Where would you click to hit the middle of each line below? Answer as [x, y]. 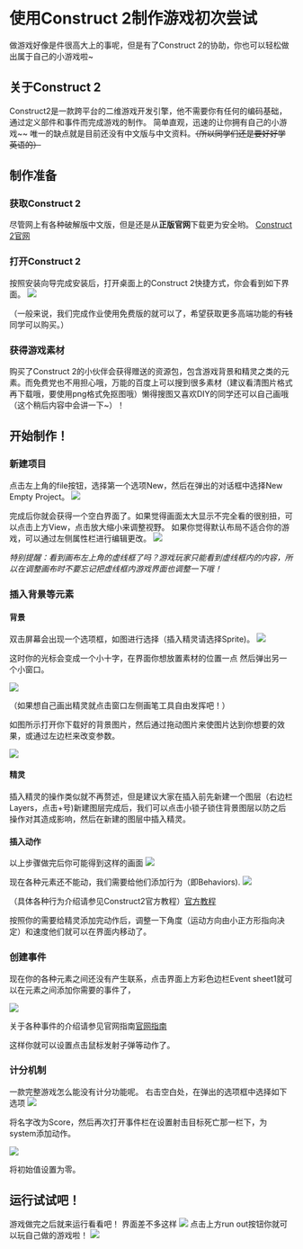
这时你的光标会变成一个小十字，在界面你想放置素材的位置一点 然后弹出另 [144, 658]
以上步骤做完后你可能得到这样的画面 [76, 863]
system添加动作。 [43, 1133]
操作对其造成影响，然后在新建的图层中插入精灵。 [100, 819]
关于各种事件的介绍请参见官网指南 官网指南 [88, 1026]
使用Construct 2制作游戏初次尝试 [134, 18]
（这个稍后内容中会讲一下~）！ [67, 405]
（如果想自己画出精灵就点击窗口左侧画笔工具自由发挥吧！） [120, 705]
